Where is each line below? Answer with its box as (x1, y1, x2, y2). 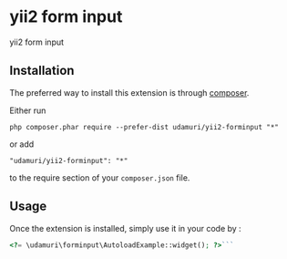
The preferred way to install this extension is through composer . (9, 87, 250, 98)
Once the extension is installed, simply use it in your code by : (9, 223, 241, 233)
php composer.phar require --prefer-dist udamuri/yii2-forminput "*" (9, 122, 280, 131)
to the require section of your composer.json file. (9, 171, 190, 183)
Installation (9, 63, 75, 78)
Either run (9, 105, 46, 116)
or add (9, 139, 35, 150)
